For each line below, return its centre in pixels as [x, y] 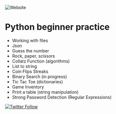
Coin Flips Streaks [30, 71]
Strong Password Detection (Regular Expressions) [62, 97]
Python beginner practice [58, 27]
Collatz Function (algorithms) [41, 61]
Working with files [30, 40]
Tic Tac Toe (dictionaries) [37, 81]
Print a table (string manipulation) [45, 92]
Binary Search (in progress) [39, 76]
